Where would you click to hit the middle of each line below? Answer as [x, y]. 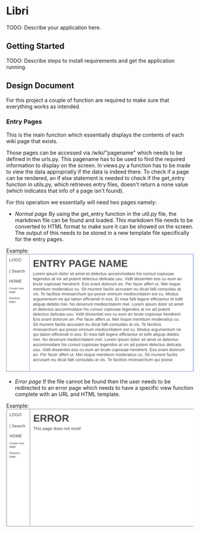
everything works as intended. [43, 106]
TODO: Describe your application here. [54, 27]
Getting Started [35, 46]
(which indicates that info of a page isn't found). [65, 190]
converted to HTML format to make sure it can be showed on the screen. [104, 226]
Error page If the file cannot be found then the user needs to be [93, 381]
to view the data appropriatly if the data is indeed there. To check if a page [98, 172]
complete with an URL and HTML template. [68, 394]
